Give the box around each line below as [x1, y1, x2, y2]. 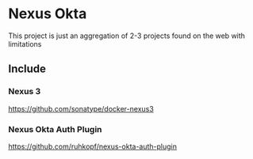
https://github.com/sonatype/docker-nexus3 [8, 104, 155, 113]
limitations [8, 39, 42, 48]
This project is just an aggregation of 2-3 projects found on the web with [8, 31, 246, 40]
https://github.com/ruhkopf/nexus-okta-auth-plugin [8, 142, 177, 151]
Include [8, 62, 46, 76]
